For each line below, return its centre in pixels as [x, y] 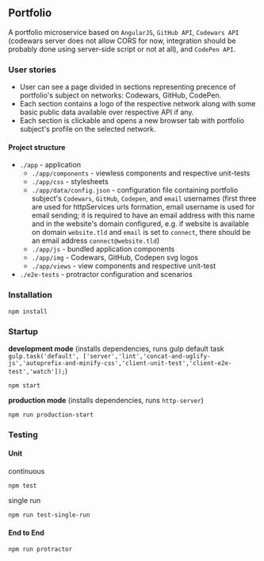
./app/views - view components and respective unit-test [124, 266]
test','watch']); [37, 371]
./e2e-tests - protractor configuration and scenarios [106, 275]
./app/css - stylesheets [70, 182]
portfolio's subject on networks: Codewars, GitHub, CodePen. [121, 95]
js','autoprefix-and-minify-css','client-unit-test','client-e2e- [120, 363]
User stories [33, 69]
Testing [23, 434]
